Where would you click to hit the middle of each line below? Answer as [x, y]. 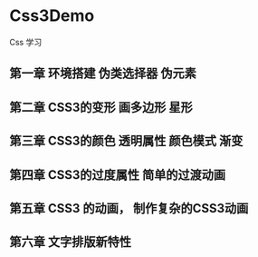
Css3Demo [52, 16]
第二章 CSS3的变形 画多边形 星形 [101, 107]
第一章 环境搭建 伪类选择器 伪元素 [103, 74]
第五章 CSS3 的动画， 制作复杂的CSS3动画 [129, 208]
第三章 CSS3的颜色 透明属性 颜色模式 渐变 [126, 141]
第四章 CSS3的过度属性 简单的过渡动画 [118, 175]
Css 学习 [26, 42]
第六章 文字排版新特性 [70, 242]
